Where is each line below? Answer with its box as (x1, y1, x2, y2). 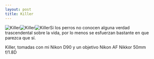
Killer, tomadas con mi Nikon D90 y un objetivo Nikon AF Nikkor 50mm (5, 44, 146, 50)
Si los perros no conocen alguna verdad (50, 24, 130, 30)
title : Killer (5, 12, 34, 16)
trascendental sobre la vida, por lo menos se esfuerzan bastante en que (5, 30, 149, 35)
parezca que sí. (5, 35, 36, 41)
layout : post (5, 7, 32, 12)
